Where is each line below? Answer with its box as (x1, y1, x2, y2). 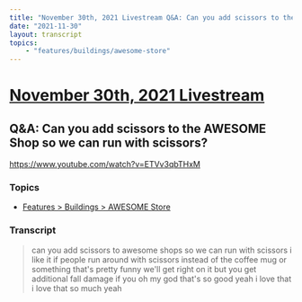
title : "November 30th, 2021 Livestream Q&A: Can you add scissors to (9, 13, 280, 22)
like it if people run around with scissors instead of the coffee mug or (31, 253, 288, 265)
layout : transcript (9, 30, 83, 39)
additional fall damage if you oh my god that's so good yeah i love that (31, 273, 292, 284)
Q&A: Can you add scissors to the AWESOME (9, 120, 267, 136)
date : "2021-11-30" (9, 22, 83, 31)
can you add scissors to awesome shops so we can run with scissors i (31, 244, 292, 255)
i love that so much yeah (31, 282, 123, 293)
